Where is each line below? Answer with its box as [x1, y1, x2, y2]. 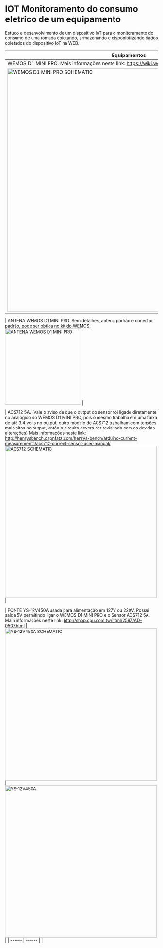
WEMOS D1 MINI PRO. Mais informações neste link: [7, 60, 126, 67]
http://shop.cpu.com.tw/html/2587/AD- [64, 617, 142, 623]
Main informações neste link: [5, 617, 63, 623]
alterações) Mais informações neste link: [5, 430, 86, 436]
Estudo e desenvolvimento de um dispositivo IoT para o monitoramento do [5, 30, 154, 36]
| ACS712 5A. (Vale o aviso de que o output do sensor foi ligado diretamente [5, 409, 157, 415]
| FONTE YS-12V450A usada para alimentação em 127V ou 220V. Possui [5, 607, 149, 613]
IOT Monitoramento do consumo [5, 3, 138, 15]
